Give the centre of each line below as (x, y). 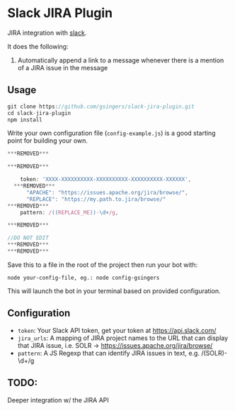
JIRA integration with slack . (47, 33)
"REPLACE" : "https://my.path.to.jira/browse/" (96, 199)
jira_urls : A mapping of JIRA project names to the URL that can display (123, 338)
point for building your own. (48, 141)
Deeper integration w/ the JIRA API (58, 400)
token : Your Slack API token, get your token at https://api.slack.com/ (117, 330)
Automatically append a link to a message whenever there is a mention (121, 60)
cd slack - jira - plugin (39, 113)
